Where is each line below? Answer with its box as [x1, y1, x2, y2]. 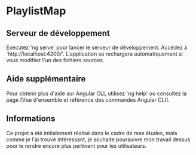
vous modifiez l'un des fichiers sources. [6, 57, 105, 63]
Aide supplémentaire [6, 74, 86, 84]
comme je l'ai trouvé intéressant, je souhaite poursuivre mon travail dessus [6, 136, 191, 143]
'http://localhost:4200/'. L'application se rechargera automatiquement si [6, 50, 183, 57]
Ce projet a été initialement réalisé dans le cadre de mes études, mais [6, 129, 177, 136]
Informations [6, 114, 56, 124]
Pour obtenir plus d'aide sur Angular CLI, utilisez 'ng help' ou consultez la [6, 90, 187, 97]
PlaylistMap [6, 4, 66, 18]
